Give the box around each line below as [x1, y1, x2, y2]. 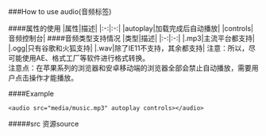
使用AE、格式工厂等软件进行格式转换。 [21, 54, 150, 62]
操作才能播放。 [29, 74, 78, 82]
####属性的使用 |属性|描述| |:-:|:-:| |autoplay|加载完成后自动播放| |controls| [8, 24, 254, 33]
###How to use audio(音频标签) [8, 7, 112, 16]
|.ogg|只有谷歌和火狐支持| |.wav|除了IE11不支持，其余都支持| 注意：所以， [8, 43, 249, 53]
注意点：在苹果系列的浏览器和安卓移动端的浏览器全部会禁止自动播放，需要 [8, 63, 252, 73]
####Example [8, 89, 54, 98]
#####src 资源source [8, 119, 79, 128]
